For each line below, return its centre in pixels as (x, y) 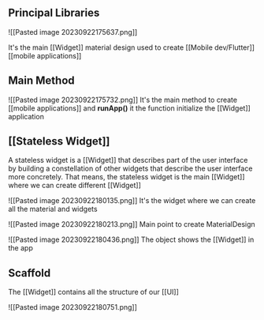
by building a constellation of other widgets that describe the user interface (130, 168)
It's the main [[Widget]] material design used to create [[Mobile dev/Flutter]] (131, 47)
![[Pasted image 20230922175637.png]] (73, 32)
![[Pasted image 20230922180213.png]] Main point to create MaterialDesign (132, 224)
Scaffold (30, 273)
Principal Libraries (54, 13)
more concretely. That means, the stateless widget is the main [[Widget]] (127, 177)
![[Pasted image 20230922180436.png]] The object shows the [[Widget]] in (131, 239)
